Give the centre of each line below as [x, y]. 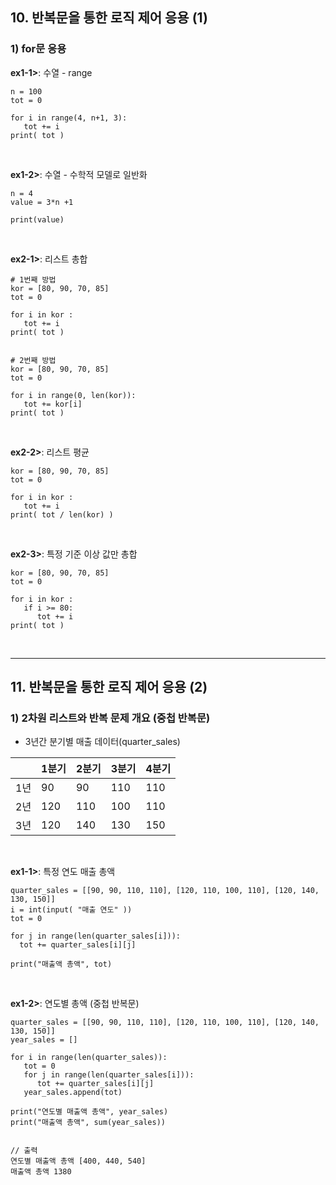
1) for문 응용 [38, 49]
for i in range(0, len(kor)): [73, 395]
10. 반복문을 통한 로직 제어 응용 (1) [109, 18]
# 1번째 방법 [33, 279]
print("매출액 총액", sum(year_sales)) [88, 1123]
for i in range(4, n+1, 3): [69, 118]
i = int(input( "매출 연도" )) [71, 910]
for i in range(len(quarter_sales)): [89, 1058]
